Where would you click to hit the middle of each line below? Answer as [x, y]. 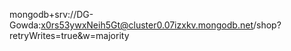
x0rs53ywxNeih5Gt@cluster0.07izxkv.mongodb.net [147, 25]
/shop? [267, 25]
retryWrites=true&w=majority [69, 35]
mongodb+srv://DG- [51, 14]
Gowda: [25, 25]
